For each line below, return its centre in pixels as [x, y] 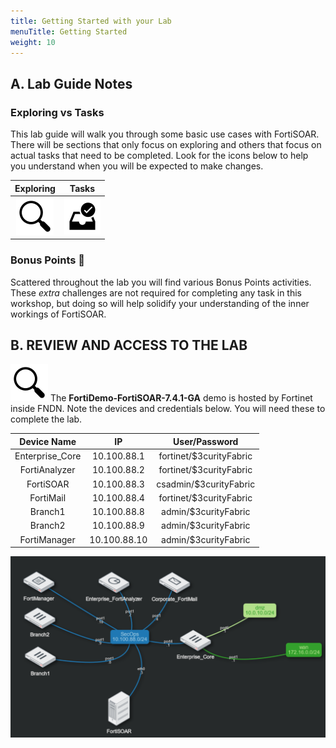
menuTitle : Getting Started [69, 31]
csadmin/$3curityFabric [206, 484]
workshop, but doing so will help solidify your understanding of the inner [160, 303]
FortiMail [48, 497]
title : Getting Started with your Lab [91, 21]
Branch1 [47, 512]
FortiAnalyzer [47, 470]
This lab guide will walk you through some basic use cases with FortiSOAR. [165, 134]
